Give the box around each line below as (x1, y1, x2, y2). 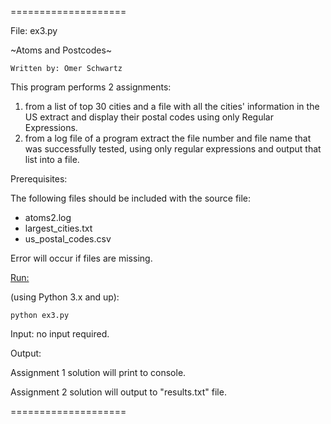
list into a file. (24, 154, 80, 165)
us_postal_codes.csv (24, 233, 112, 245)
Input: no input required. (10, 328, 110, 340)
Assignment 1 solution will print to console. (10, 367, 187, 378)
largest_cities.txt (24, 222, 93, 234)
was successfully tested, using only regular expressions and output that (24, 143, 322, 155)
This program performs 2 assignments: (10, 81, 172, 93)
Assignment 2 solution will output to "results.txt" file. (10, 386, 227, 398)
